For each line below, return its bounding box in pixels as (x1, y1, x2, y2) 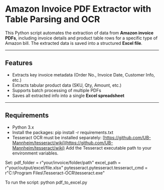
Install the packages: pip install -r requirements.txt (12, 129, 114, 135)
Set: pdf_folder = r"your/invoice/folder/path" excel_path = (5, 159, 121, 165)
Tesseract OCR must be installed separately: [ (12, 134, 104, 140)
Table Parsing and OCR (5, 14, 100, 25)
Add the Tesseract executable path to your (65, 145, 152, 151)
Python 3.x (12, 124, 34, 130)
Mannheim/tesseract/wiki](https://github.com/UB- (12, 140, 113, 146)
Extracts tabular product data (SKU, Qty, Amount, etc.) (12, 82, 122, 88)
